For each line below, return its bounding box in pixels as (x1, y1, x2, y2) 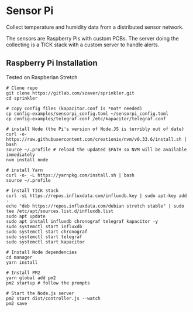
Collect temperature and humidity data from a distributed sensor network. (6, 23, 184, 30)
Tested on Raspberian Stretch (6, 73, 78, 80)
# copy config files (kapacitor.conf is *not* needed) (6, 106, 143, 111)
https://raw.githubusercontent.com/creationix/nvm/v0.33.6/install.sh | (6, 136, 187, 142)
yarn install (6, 259, 38, 265)
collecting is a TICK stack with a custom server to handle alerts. (6, 41, 160, 48)
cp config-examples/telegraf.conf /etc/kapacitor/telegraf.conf (6, 116, 166, 121)
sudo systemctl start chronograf (6, 229, 88, 235)
